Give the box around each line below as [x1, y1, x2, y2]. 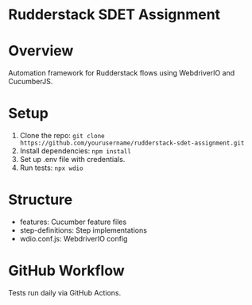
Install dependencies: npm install [19, 146, 131, 156]
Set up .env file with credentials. [19, 155, 126, 164]
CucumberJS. [8, 77, 53, 87]
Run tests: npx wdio [19, 163, 83, 172]
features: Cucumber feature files [19, 217, 127, 226]
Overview [8, 42, 74, 60]
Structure [8, 191, 73, 209]
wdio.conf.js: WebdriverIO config [19, 234, 128, 243]
